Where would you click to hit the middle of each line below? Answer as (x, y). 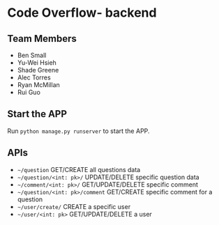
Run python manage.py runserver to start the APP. (78, 131)
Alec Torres (34, 77)
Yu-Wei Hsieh (37, 63)
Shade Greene (38, 70)
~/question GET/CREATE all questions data (79, 169)
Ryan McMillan (39, 85)
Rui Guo (29, 92)
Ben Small (32, 55)
